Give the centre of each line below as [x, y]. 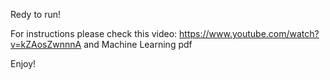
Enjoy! [23, 63]
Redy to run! [36, 14]
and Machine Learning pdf [138, 44]
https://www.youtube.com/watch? [249, 33]
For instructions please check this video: [94, 33]
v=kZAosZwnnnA [46, 44]
